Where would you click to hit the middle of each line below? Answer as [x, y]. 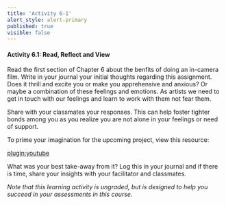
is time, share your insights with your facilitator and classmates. [97, 174]
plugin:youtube [28, 153]
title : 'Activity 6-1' [39, 13]
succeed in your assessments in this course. [70, 194]
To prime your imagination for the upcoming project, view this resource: [108, 140]
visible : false [29, 33]
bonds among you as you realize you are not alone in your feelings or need [112, 119]
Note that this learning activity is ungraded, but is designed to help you [108, 187]
